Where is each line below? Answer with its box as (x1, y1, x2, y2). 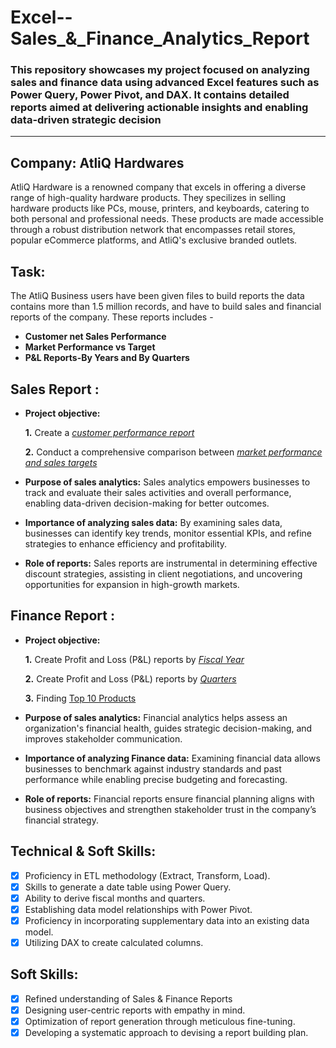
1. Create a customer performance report (24, 426, 195, 438)
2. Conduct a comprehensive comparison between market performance (24, 446, 323, 458)
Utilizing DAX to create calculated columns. (24, 936, 204, 948)
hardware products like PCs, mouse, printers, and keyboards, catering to (10, 202, 310, 215)
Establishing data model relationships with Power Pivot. (24, 903, 253, 915)
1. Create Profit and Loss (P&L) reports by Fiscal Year (24, 653, 245, 665)
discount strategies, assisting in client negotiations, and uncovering (24, 567, 303, 580)
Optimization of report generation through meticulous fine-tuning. (24, 1015, 296, 1027)
